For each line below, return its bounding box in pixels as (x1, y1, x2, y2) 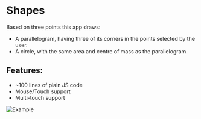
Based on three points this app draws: (6, 23, 101, 31)
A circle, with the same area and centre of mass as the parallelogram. (14, 47, 188, 55)
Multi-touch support (14, 94, 65, 101)
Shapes (6, 4, 45, 17)
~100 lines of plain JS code (14, 81, 83, 88)
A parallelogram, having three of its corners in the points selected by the (14, 35, 195, 42)
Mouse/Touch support (14, 88, 71, 95)
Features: (6, 66, 43, 76)
